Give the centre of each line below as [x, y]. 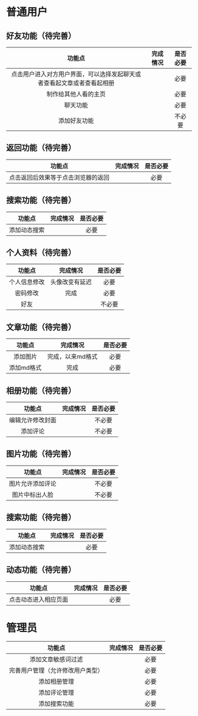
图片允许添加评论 [33, 483]
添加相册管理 [57, 682]
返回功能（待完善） [41, 148]
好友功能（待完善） [41, 36]
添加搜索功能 [57, 704]
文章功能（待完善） [41, 327]
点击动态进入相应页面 [39, 599]
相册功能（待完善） [41, 390]
